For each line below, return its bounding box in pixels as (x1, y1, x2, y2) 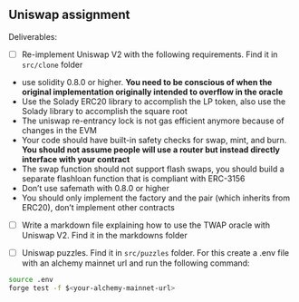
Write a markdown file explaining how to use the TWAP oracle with (21, 219, 271, 230)
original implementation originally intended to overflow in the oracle (21, 86, 284, 97)
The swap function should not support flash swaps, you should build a (21, 163, 285, 174)
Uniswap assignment (8, 7, 130, 23)
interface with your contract (21, 153, 130, 164)
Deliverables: (8, 31, 58, 42)
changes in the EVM (21, 124, 97, 135)
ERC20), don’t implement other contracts (21, 201, 176, 212)
